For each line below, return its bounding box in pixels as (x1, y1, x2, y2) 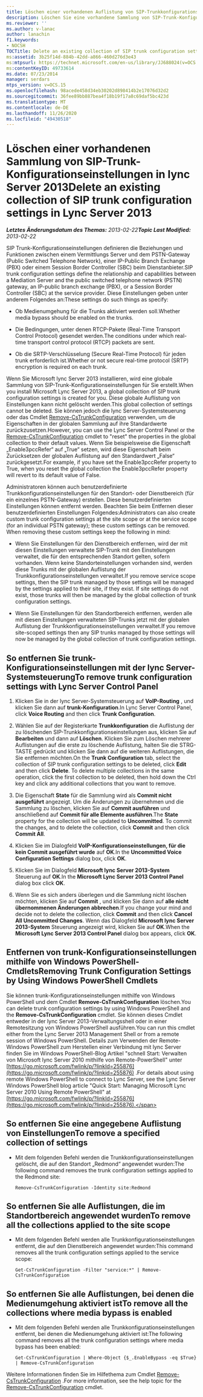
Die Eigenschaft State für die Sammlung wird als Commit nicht (14, 791, 172, 799)
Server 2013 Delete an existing (6, 180, 161, 194)
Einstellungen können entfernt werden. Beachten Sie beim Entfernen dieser (6, 503, 193, 510)
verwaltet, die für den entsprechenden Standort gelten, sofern (14, 553, 170, 560)
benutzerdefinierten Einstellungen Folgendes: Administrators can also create (6, 509, 196, 517)
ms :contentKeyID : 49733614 (6, 65, 74, 71)
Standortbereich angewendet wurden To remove (6, 1210, 191, 1221)
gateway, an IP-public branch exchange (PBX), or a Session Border (6, 283, 173, 291)
